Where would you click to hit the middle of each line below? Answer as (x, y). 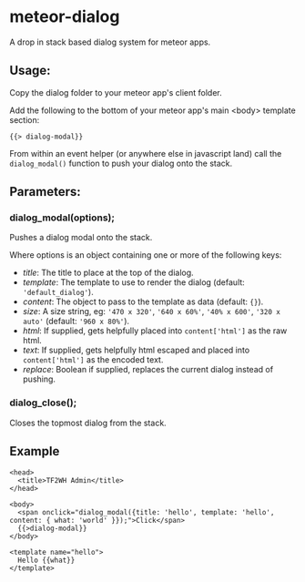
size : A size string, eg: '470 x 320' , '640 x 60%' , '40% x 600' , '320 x (151, 311)
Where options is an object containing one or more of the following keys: (146, 255)
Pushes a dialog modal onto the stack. (81, 238)
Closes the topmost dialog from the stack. (88, 423)
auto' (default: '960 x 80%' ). (76, 322)
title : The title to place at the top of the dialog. (108, 273)
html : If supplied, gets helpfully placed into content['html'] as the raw (155, 331)
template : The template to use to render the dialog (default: (134, 282)
